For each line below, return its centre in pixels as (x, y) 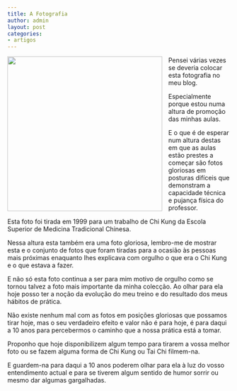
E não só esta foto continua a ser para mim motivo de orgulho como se (110, 279)
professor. (183, 208)
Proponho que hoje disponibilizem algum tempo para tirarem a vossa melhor (118, 344)
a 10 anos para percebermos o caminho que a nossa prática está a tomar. (114, 330)
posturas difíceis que (199, 178)
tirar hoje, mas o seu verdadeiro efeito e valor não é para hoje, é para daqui (117, 323)
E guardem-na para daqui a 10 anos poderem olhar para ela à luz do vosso (116, 366)
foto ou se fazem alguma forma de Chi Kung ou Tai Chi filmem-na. (104, 351)
